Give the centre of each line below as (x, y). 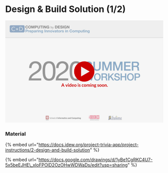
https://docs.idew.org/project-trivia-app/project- (89, 144)
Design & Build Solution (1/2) (66, 9)
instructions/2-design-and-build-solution (48, 150)
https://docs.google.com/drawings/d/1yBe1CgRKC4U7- (96, 159)
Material (16, 133)
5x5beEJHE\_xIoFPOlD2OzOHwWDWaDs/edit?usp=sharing (66, 165)
